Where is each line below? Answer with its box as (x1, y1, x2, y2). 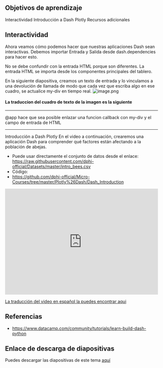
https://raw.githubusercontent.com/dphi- (12, 158, 94, 164)
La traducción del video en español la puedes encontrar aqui (5, 298, 127, 304)
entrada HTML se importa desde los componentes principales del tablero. (5, 68, 153, 74)
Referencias (5, 312, 43, 321)
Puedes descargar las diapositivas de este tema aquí (5, 357, 111, 363)
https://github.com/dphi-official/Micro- (12, 174, 90, 180)
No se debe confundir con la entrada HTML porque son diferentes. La (5, 63, 145, 69)
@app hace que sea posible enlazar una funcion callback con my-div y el (5, 114, 152, 120)
